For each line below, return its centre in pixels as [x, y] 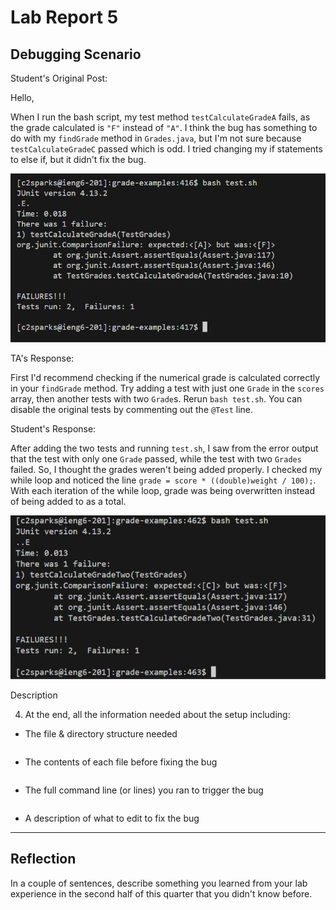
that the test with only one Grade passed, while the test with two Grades [156, 458]
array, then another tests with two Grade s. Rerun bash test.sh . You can [156, 398]
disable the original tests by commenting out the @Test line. [131, 409]
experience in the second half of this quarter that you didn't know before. [161, 893]
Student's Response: [53, 428]
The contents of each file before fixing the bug [121, 762]
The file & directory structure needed [101, 733]
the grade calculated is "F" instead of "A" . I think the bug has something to [164, 127]
